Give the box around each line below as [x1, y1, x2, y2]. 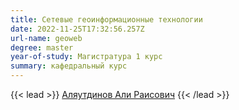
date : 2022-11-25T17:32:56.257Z [10, 24, 145, 34]
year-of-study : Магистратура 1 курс [10, 52, 163, 62]
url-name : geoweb [10, 33, 83, 43]
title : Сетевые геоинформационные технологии [10, 14, 203, 25]
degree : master [10, 42, 74, 53]
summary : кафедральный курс [10, 61, 128, 71]
